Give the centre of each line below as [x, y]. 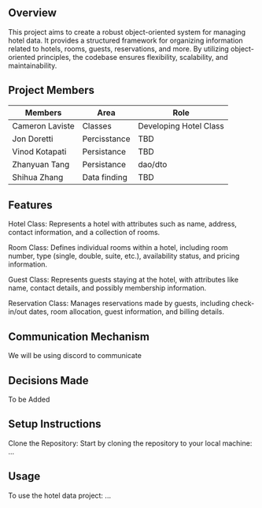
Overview [33, 13]
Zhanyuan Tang [41, 164]
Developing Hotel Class [181, 125]
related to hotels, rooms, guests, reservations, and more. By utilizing [119, 49]
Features [30, 205]
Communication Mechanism [79, 336]
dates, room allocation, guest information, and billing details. [126, 312]
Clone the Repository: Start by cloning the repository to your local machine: [130, 443]
